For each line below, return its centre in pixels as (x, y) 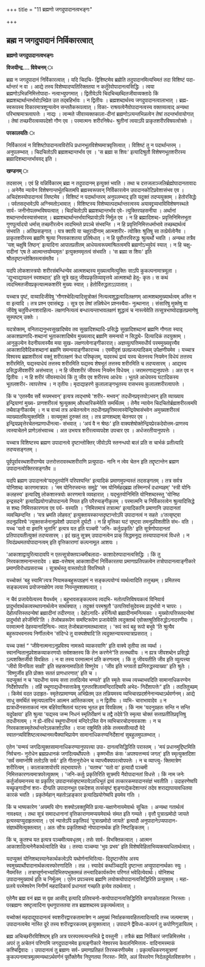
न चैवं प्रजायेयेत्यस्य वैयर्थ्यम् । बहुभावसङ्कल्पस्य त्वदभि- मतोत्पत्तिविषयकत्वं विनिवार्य (85, 599)
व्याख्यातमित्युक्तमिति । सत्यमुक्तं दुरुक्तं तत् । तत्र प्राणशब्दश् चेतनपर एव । (77, 416)
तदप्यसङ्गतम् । (22, 449)
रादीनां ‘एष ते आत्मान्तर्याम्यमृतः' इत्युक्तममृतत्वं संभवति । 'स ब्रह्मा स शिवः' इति (79, 251)
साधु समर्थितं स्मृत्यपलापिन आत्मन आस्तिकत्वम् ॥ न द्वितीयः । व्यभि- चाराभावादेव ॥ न (86, 700)
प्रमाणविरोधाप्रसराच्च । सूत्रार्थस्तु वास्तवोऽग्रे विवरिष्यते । (58, 568)
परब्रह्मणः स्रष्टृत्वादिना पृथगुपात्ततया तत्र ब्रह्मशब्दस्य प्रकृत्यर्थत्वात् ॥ (68, 905)
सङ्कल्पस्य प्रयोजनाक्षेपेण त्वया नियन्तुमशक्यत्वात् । (54, 587)
